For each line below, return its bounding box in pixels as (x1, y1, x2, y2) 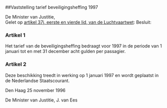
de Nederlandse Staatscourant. (5, 77, 70, 83)
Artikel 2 (5, 61, 27, 68)
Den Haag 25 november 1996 (5, 87, 66, 93)
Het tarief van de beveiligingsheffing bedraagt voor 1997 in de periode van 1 (5, 43, 162, 49)
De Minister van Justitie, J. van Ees (5, 97, 78, 103)
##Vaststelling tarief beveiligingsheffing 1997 (5, 4, 98, 10)
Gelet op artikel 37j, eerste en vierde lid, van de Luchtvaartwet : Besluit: (5, 19, 152, 25)
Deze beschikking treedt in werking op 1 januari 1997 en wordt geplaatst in (5, 72, 159, 78)
